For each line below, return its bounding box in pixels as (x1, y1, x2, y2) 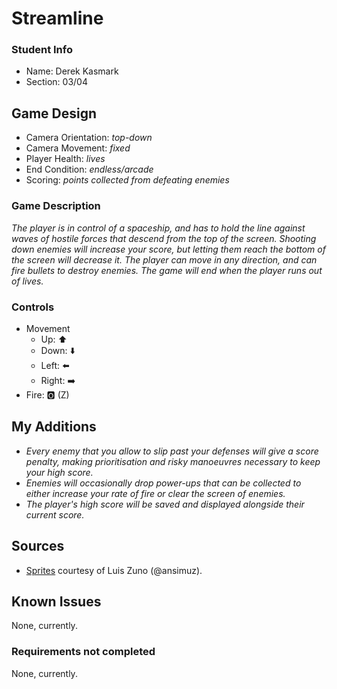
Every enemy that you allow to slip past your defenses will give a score (25, 445, 319, 457)
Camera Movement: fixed (25, 142, 131, 154)
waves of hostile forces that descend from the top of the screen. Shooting (11, 232, 317, 244)
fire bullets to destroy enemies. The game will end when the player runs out (11, 264, 323, 276)
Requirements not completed (11, 645, 156, 659)
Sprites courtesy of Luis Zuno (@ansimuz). (25, 564, 203, 576)
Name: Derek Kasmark (25, 65, 119, 77)
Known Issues (11, 593, 102, 610)
